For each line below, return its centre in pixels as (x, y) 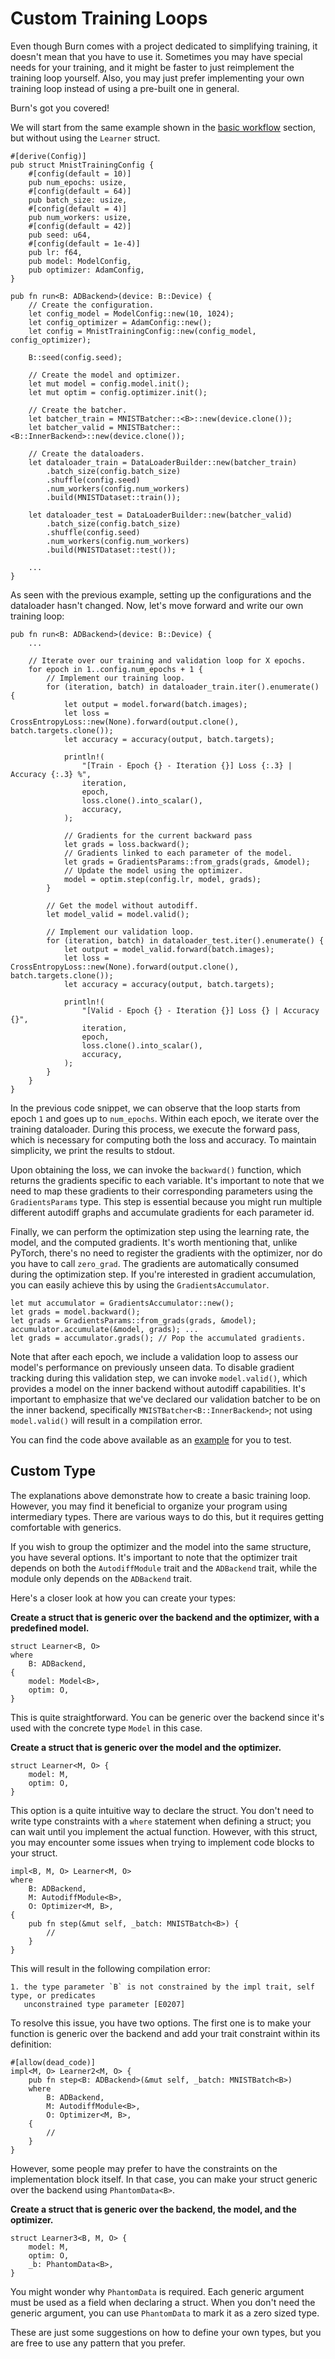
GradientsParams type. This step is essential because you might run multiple (166, 1201)
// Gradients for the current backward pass (158, 835)
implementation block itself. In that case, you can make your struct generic (164, 2179)
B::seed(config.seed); (75, 357)
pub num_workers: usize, (80, 217)
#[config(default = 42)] (80, 226)
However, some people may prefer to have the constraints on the (144, 2168)
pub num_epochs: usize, (78, 182)
